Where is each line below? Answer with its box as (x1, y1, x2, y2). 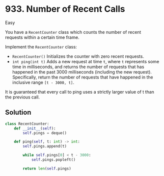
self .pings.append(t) (23, 144, 67, 149)
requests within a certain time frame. (5, 34, 80, 40)
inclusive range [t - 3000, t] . (12, 79, 75, 85)
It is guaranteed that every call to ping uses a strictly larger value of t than (5, 89, 155, 95)
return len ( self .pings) (23, 166, 71, 171)
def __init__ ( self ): (14, 126, 56, 131)
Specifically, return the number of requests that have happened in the (12, 74, 153, 80)
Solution (5, 108, 31, 117)
